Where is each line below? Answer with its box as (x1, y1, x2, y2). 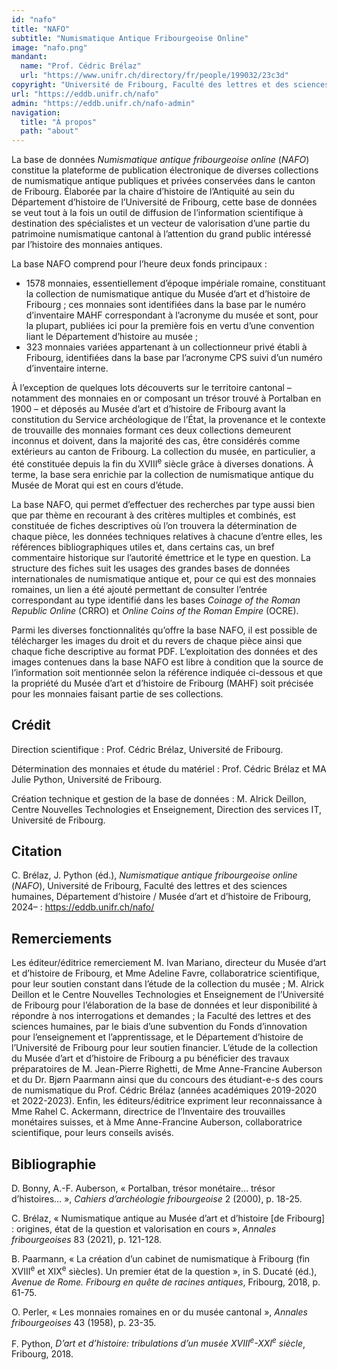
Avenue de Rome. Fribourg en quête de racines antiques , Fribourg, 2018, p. (11, 1276, 321, 1288)
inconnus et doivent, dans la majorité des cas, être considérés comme (11, 435, 301, 447)
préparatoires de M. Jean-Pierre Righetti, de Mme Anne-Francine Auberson (11, 1063, 323, 1075)
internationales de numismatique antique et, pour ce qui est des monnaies (11, 572, 317, 585)
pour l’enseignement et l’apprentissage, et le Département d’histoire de (11, 1031, 304, 1043)
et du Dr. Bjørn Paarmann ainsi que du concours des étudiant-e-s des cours (11, 1074, 324, 1086)
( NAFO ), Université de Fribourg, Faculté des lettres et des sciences (11, 880, 288, 892)
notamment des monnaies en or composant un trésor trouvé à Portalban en (11, 392, 322, 405)
